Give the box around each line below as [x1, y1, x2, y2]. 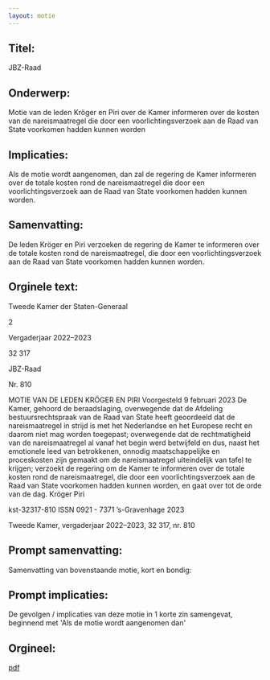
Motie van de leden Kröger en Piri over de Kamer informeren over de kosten [8, 108, 260, 117]
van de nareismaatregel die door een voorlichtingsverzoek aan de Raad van [8, 116, 259, 126]
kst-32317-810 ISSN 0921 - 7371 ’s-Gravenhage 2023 [8, 505, 185, 514]
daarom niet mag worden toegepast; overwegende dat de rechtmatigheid [8, 429, 252, 439]
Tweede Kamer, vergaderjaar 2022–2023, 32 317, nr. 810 [8, 520, 195, 530]
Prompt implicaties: [8, 588, 108, 602]
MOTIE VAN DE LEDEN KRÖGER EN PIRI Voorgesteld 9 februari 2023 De [8, 395, 247, 405]
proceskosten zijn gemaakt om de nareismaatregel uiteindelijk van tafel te [8, 455, 252, 464]
